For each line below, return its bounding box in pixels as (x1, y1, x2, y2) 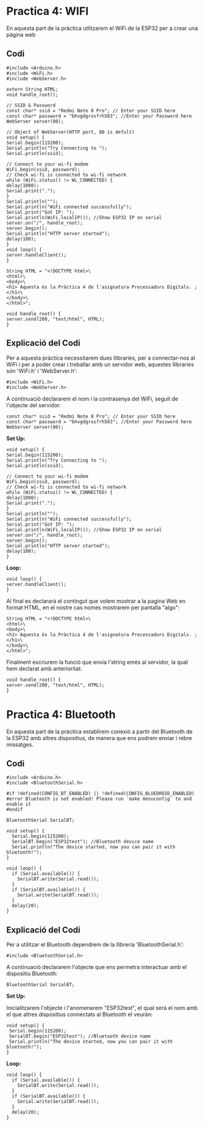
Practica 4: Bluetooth (6, 707, 116, 721)
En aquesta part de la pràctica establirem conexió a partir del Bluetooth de (6, 728, 193, 735)
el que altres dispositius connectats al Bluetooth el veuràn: (6, 1011, 153, 1018)
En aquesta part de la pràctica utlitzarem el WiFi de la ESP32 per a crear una (6, 24, 198, 32)
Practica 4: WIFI (6, 4, 89, 18)
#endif (6, 807, 23, 813)
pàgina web (6, 31, 36, 38)
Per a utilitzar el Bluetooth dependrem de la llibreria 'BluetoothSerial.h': (6, 941, 185, 948)
